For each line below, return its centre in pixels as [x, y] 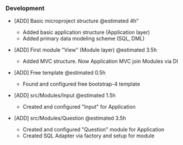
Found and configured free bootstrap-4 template [81, 84]
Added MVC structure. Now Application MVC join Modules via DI [100, 61]
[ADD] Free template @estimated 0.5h [60, 73]
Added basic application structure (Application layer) [86, 32]
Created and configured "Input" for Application [79, 107]
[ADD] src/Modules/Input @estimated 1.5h [65, 96]
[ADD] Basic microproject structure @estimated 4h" [76, 21]
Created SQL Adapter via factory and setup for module [89, 136]
